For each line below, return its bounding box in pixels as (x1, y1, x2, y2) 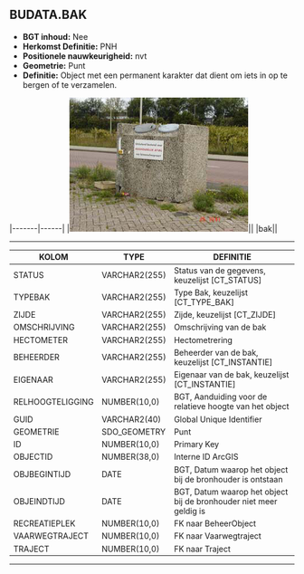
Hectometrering (173, 334, 233, 345)
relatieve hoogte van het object (173, 401, 290, 412)
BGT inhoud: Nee (22, 31, 89, 42)
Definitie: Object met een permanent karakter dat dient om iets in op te (22, 70, 288, 81)
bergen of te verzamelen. (22, 79, 118, 90)
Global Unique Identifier (173, 414, 262, 425)
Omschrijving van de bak (173, 321, 267, 333)
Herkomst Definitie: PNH (22, 41, 118, 52)
